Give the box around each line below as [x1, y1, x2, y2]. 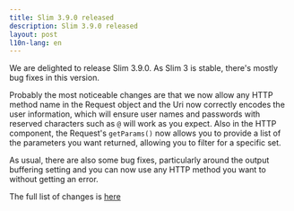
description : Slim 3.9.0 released [9, 22, 139, 31]
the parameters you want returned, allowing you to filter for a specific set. [9, 137, 281, 148]
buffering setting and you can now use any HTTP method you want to [9, 164, 266, 175]
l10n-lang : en [9, 38, 63, 48]
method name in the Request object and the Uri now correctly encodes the [9, 100, 285, 110]
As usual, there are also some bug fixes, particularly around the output [9, 154, 270, 166]
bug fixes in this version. [9, 73, 100, 84]
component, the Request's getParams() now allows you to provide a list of [9, 127, 281, 139]
